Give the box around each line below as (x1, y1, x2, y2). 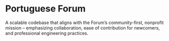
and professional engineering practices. (5, 30, 89, 36)
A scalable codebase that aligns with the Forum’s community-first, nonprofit (5, 19, 164, 25)
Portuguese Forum (5, 3, 86, 14)
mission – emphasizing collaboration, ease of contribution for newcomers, (5, 24, 160, 30)
